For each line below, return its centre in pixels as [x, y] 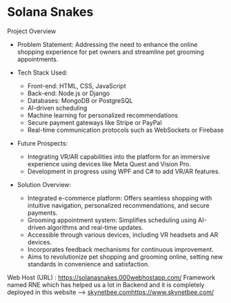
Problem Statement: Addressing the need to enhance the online [107, 44]
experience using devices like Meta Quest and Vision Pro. [109, 164]
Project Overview [32, 31]
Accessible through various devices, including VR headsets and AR [123, 235]
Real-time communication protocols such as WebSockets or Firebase [125, 130]
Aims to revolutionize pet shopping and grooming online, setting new [125, 257]
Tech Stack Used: [42, 72]
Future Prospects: [42, 143]
